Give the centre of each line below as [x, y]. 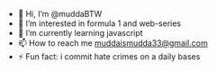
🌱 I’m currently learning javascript [80, 33]
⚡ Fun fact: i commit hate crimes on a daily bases [109, 57]
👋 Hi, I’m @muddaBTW [60, 14]
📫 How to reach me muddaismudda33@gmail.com [113, 43]
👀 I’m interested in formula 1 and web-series [99, 23]
